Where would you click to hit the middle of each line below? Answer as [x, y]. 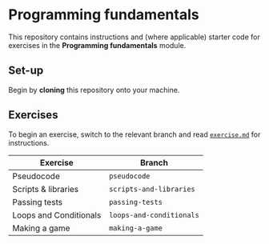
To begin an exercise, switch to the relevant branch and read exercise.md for [134, 134]
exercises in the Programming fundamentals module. [97, 45]
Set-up [26, 71]
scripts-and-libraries [153, 189]
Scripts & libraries [46, 189]
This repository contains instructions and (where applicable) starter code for [134, 37]
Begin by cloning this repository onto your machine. [94, 90]
